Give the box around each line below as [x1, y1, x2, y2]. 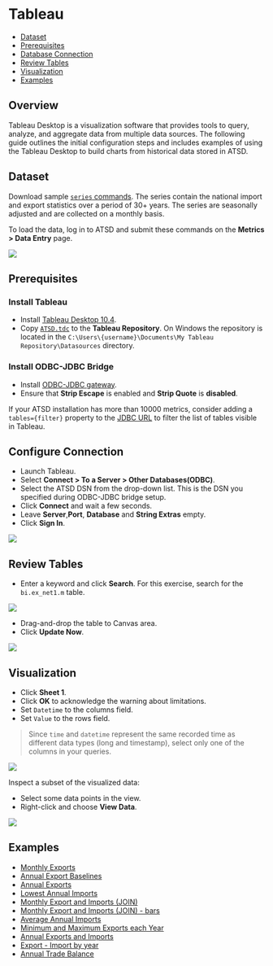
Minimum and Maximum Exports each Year [19, 923, 164, 933]
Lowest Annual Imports [19, 888, 98, 898]
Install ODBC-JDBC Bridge [8, 361, 115, 373]
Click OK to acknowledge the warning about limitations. [19, 696, 207, 706]
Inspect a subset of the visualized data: [8, 777, 140, 787]
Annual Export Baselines [19, 871, 102, 881]
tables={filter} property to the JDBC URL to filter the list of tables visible [8, 413, 258, 422]
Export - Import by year [19, 940, 99, 950]
